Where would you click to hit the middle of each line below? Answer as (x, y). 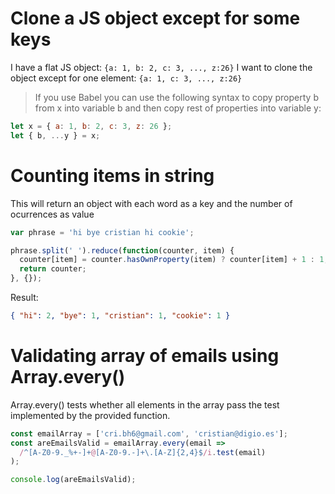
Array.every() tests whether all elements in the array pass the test (145, 404)
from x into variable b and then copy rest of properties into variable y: (178, 108)
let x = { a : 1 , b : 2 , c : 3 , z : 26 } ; (91, 126)
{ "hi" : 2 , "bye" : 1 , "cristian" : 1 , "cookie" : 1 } (120, 316)
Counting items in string (112, 175)
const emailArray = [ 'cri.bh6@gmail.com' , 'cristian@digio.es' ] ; (149, 433)
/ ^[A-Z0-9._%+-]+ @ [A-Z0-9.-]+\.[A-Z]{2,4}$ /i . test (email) (143, 452)
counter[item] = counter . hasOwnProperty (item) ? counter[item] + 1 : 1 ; (174, 260)
